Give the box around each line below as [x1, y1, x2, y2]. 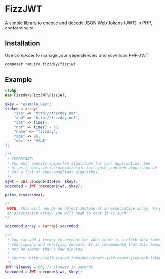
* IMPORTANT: [7, 156, 34, 161]
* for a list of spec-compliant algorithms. [7, 170, 100, 175]
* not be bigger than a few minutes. [7, 247, 84, 251]
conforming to [5, 25, 34, 30]
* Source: [7, 255, 27, 261]
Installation [5, 39, 40, 48]
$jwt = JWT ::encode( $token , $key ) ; [5, 179, 78, 184]
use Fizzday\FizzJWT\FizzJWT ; [5, 93, 67, 98]
